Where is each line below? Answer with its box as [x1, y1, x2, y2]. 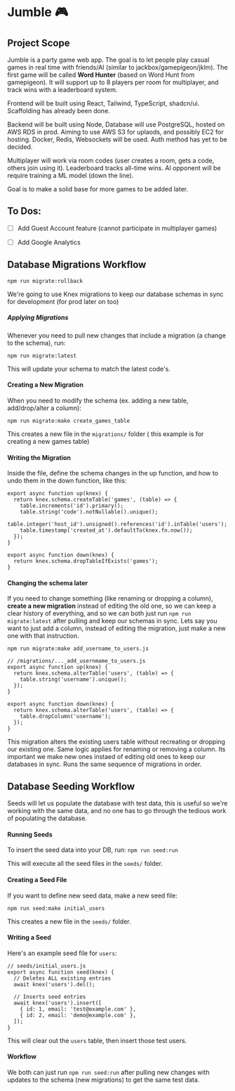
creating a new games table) [7, 437, 90, 445]
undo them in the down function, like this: [7, 476, 127, 485]
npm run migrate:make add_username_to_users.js [7, 645, 149, 653]
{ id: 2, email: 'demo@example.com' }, [20, 1012, 137, 1019]
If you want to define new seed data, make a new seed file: [7, 891, 177, 900]
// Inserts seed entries [13, 993, 86, 1000]
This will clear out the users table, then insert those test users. [7, 1036, 187, 1045]
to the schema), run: [7, 338, 66, 347]
